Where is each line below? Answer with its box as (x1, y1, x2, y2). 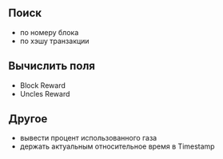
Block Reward (19, 80, 66, 90)
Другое (8, 112, 48, 126)
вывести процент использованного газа (19, 133, 157, 143)
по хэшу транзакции (19, 36, 90, 46)
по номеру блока (19, 27, 79, 37)
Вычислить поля (8, 59, 96, 73)
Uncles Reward (19, 89, 70, 98)
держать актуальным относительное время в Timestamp (19, 141, 215, 151)
